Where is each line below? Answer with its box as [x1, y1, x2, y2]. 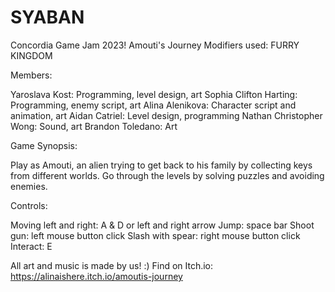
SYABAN [10, 6, 85, 29]
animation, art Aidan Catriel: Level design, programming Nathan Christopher [10, 109, 323, 121]
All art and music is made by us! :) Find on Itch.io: [10, 259, 214, 271]
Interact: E [10, 240, 53, 252]
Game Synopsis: [10, 139, 78, 151]
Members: [10, 69, 53, 81]
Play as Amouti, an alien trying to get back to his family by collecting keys [10, 159, 313, 171]
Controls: [10, 199, 48, 211]
